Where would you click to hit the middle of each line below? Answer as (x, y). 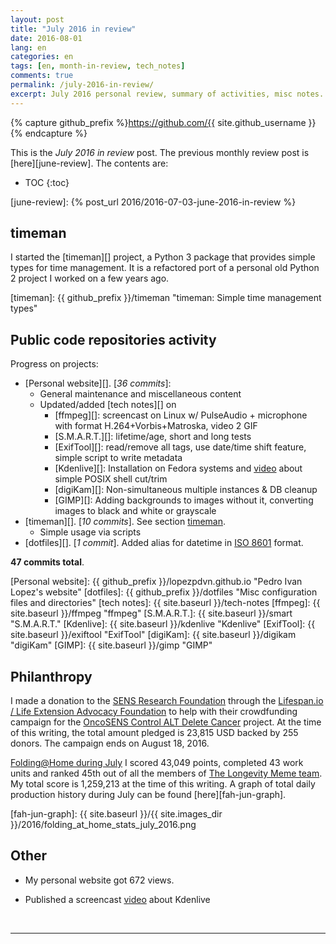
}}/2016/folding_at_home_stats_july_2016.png (103, 825)
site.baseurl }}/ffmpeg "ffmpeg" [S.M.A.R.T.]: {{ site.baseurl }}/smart (151, 613)
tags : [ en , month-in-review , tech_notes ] (98, 66)
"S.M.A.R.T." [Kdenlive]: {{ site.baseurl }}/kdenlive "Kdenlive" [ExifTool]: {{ (163, 624)
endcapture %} (56, 133)
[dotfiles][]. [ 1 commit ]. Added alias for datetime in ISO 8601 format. (164, 543)
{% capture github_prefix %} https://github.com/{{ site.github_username (158, 122)
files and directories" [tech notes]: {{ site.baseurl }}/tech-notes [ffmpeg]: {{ (165, 603)
